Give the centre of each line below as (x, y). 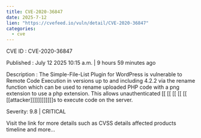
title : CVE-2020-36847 (34, 12)
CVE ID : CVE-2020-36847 (40, 51)
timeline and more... (31, 130)
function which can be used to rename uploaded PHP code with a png (93, 87)
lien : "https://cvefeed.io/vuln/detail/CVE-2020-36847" (77, 23)
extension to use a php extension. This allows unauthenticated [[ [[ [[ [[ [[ (97, 94)
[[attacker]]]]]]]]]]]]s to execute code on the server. (70, 100)
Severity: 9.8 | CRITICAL (36, 112)
